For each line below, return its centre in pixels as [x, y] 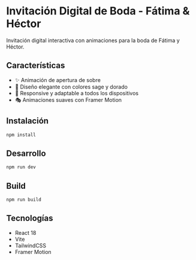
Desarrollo [26, 153]
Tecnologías [30, 218]
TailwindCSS [31, 245]
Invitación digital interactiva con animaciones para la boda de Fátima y [93, 40]
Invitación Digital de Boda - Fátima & [98, 11]
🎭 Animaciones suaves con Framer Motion [68, 99]
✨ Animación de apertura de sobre [58, 80]
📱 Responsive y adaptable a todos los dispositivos [77, 93]
